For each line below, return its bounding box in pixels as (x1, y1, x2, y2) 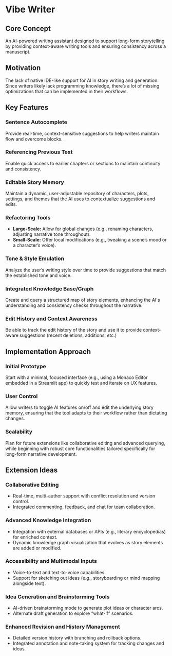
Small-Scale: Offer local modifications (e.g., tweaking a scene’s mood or (12, 237, 167, 243)
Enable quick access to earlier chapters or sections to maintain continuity (5, 160, 161, 166)
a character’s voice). (12, 242, 56, 248)
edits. (5, 201, 17, 208)
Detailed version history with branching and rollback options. (12, 635, 142, 641)
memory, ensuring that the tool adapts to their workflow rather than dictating (5, 410, 167, 416)
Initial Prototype (5, 362, 46, 370)
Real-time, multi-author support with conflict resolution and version (12, 493, 156, 499)
